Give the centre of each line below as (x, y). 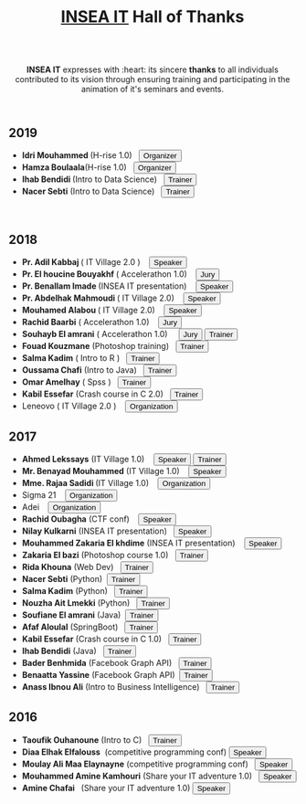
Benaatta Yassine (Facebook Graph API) (98, 674)
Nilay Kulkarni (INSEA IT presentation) (95, 531)
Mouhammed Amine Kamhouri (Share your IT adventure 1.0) (137, 776)
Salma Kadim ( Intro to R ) (71, 358)
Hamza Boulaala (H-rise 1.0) (74, 167)
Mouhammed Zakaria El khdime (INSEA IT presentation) (128, 543)
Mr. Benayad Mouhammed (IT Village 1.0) (100, 471)
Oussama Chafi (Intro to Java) (79, 370)
